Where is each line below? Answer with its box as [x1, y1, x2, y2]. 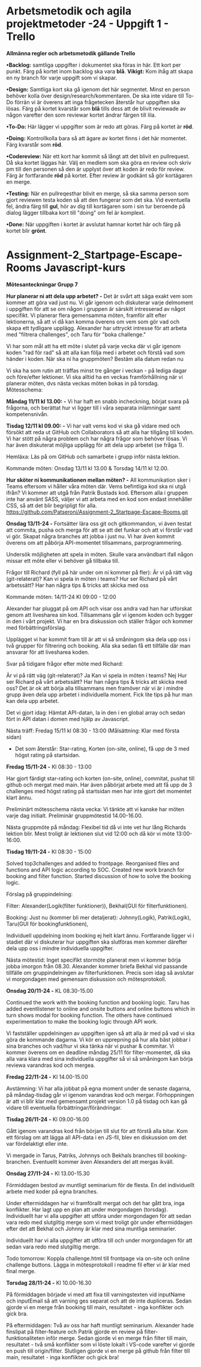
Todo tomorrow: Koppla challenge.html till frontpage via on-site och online [6, 1255, 190, 1262]
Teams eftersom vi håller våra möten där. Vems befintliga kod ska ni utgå [6, 482, 186, 490]
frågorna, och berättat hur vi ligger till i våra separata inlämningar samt [6, 404, 181, 411]
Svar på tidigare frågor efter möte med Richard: [6, 660, 124, 667]
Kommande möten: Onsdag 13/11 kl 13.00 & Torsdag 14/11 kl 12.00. [6, 464, 169, 472]
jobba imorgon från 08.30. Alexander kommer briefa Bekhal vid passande [6, 962, 188, 969]
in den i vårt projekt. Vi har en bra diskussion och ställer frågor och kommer [6, 618, 193, 625]
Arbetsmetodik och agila [6, 4, 132, 18]
